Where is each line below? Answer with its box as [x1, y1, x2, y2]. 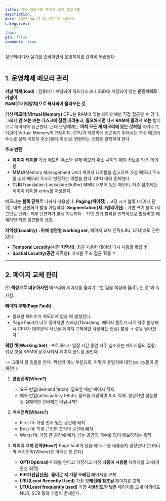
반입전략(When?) [12, 376, 47, 382]
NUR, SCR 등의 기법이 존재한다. [19, 490, 82, 496]
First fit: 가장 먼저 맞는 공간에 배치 [19, 420, 85, 426]
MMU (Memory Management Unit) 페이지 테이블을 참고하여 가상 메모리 [12, 169, 152, 175]
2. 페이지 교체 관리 [5, 271, 58, 279]
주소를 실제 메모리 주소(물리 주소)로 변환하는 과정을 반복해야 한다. [5, 136, 131, 141]
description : [5, 12, 32, 17]
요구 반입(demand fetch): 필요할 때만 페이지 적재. [19, 386, 116, 392]
